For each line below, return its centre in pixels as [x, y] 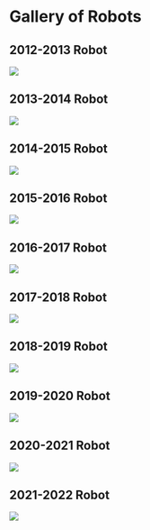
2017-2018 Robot [58, 297]
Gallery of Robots [75, 17]
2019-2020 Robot [60, 396]
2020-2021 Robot [60, 446]
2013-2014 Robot [59, 100]
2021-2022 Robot [60, 494]
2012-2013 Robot [58, 50]
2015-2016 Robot [58, 199]
